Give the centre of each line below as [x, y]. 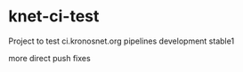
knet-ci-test [54, 16]
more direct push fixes [49, 58]
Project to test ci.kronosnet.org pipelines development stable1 [121, 41]
